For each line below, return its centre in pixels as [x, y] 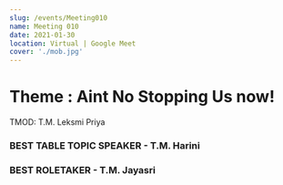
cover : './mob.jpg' [46, 52]
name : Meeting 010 [44, 26]
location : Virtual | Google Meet [73, 43]
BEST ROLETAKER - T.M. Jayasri [83, 170]
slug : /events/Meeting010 [58, 18]
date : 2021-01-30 [42, 35]
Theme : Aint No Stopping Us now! [142, 97]
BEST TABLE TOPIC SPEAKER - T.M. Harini [105, 145]
